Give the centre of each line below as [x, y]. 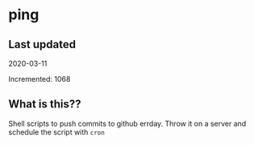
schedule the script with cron [56, 132]
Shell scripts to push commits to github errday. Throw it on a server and [127, 123]
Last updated [42, 44]
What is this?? [45, 105]
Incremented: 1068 [40, 79]
